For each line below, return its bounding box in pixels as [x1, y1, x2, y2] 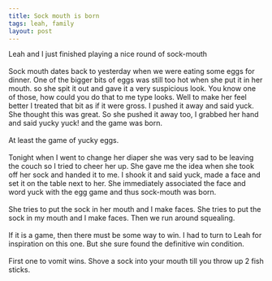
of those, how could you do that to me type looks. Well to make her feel [8, 93, 248, 102]
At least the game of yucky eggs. [8, 136, 119, 145]
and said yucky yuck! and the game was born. [8, 119, 163, 128]
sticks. [8, 265, 31, 275]
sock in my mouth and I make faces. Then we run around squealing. [8, 213, 235, 223]
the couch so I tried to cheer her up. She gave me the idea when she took [8, 162, 254, 171]
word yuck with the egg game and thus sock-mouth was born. [8, 188, 217, 197]
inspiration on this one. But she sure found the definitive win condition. [8, 239, 245, 249]
